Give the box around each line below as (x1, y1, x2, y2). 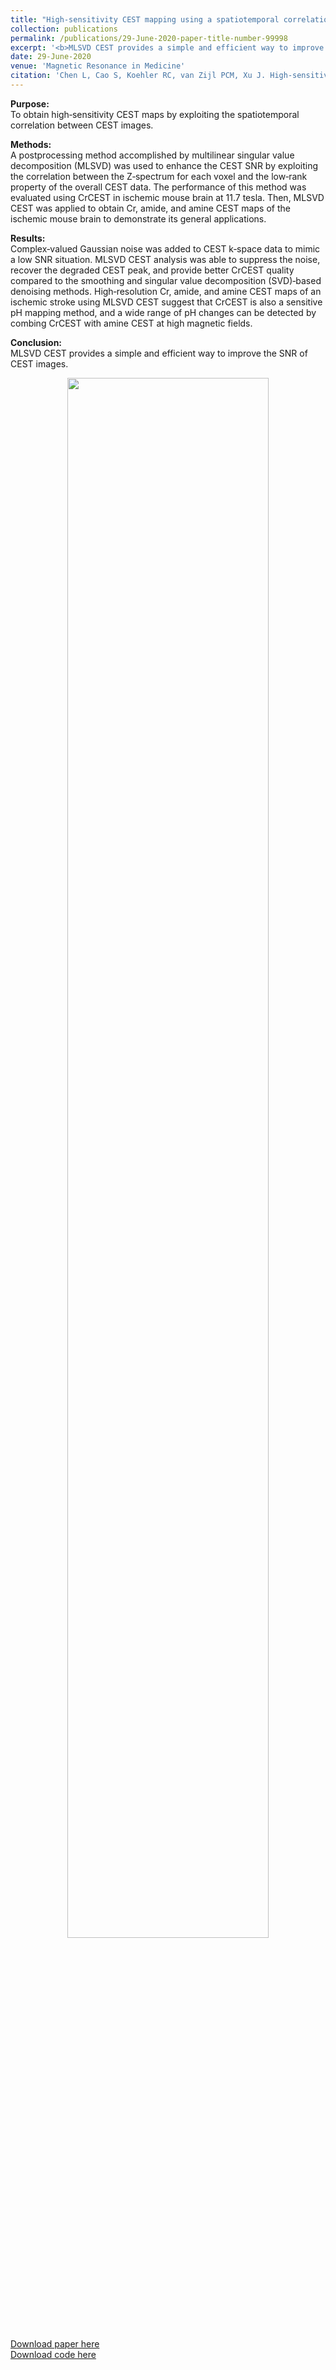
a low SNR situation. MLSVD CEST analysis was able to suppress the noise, (10, 253, 321, 265)
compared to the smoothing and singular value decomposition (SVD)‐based (10, 274, 322, 286)
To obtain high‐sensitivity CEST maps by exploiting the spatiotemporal (10, 108, 300, 120)
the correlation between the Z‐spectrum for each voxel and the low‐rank (10, 170, 308, 182)
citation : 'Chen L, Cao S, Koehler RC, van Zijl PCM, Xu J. (10, 71, 267, 81)
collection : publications (10, 24, 118, 34)
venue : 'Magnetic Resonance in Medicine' (10, 61, 186, 71)
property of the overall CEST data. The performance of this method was (10, 181, 307, 193)
